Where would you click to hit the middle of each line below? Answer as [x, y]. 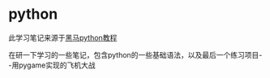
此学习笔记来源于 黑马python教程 [63, 37]
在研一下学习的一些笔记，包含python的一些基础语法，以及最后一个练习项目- [135, 54]
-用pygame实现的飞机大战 [52, 65]
